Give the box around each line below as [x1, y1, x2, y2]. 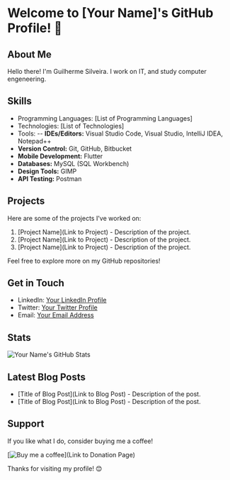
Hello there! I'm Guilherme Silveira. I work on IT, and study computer [7, 67, 207, 75]
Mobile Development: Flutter [17, 151, 103, 160]
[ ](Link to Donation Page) [7, 450, 136, 459]
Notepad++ [17, 136, 52, 145]
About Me [7, 48, 52, 60]
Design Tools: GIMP [17, 167, 77, 175]
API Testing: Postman [17, 174, 82, 182]
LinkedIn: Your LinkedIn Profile [17, 296, 107, 305]
